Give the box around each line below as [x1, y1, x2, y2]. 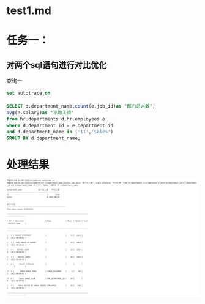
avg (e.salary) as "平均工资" [6, 109, 75, 116]
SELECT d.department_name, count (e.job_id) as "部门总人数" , [6, 103, 155, 109]
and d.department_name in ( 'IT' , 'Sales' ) [6, 129, 114, 135]
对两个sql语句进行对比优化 [6, 59, 107, 70]
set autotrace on [6, 90, 51, 97]
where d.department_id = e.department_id [6, 122, 114, 128]
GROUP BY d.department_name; [6, 135, 81, 141]
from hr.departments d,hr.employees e [6, 116, 105, 122]
